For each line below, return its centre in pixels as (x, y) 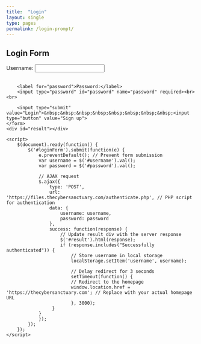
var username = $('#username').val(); (87, 161)
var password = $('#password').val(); (87, 166)
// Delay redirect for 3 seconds (113, 272)
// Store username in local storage (117, 256)
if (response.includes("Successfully (107, 245)
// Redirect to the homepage (107, 282)
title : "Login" (26, 12)
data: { (59, 208)
